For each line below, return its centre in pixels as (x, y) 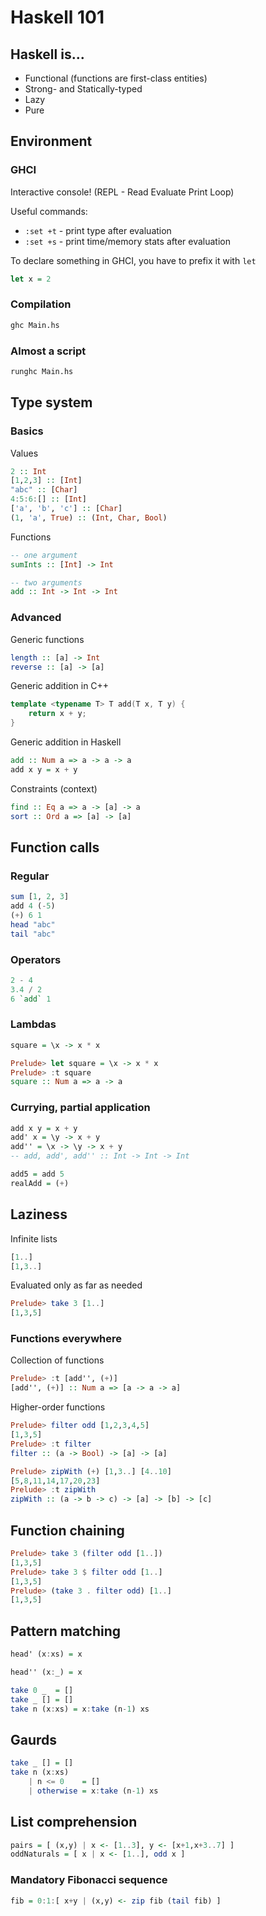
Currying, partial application (80, 1108)
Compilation (41, 304)
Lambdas (33, 1024)
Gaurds (34, 1739)
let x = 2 (31, 279)
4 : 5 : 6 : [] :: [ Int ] (48, 499)
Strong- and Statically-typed (83, 89)
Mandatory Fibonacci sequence (89, 1880)
